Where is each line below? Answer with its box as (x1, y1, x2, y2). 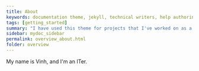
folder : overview (6, 42, 49, 48)
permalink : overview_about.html (6, 36, 86, 42)
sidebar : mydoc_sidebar (6, 31, 65, 37)
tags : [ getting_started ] (6, 20, 68, 25)
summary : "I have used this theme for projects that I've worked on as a (6, 25, 192, 31)
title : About (6, 8, 38, 15)
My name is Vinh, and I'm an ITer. (6, 57, 88, 65)
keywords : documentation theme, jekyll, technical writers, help (6, 14, 171, 20)
